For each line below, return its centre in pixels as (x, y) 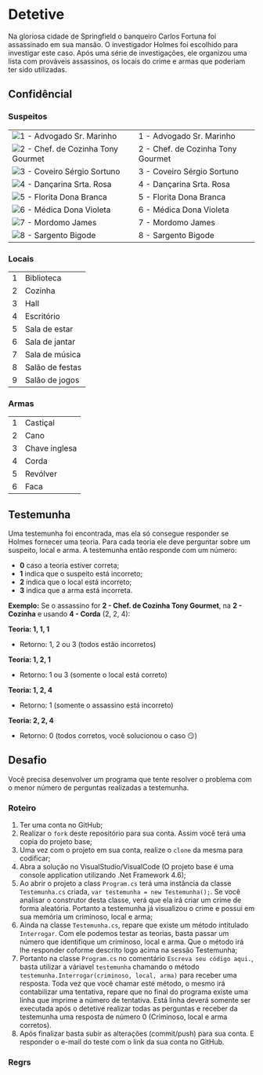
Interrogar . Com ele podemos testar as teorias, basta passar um (124, 934)
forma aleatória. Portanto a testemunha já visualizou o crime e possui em (137, 909)
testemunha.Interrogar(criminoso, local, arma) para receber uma (128, 975)
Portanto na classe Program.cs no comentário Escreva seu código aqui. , (137, 959)
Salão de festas (53, 367)
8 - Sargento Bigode (177, 235)
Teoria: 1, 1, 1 (29, 629)
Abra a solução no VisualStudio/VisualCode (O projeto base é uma (126, 867)
